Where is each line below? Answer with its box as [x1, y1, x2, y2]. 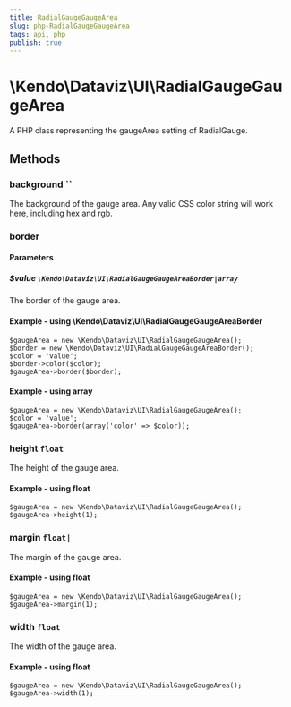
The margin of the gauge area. [9, 551, 122, 562]
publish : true [9, 38, 63, 47]
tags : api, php [9, 30, 66, 38]
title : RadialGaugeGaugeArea [9, 13, 118, 22]
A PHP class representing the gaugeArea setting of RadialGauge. [9, 125, 248, 136]
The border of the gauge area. [9, 295, 121, 306]
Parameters [9, 252, 54, 263]
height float [9, 442, 64, 455]
